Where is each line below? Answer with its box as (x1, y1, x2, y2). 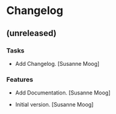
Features (6, 75, 34, 84)
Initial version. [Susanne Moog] (15, 101, 94, 109)
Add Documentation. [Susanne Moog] (15, 89, 111, 96)
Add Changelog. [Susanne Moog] (15, 60, 100, 67)
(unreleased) (6, 28, 57, 38)
